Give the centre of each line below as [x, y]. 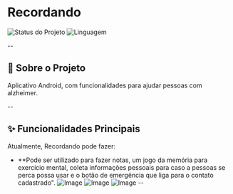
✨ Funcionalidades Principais [74, 129]
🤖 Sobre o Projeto [47, 68]
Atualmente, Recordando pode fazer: [62, 146]
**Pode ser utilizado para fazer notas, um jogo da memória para [113, 160]
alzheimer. [22, 92]
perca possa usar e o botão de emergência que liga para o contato [115, 175]
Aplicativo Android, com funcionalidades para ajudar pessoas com [105, 85]
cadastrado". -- [81, 183]
